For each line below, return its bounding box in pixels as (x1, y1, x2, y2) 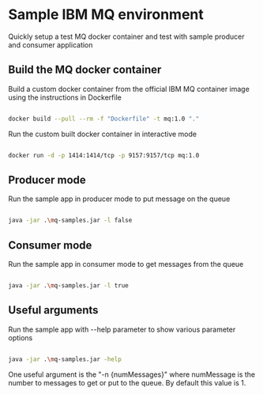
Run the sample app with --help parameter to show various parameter (8, 325, 236, 334)
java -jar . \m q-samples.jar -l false (8, 216, 133, 225)
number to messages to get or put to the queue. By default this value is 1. (8, 378, 246, 387)
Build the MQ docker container (8, 63, 162, 77)
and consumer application (8, 40, 93, 49)
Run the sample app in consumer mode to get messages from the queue (8, 260, 244, 268)
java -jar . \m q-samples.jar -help (8, 355, 122, 363)
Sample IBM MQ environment (8, 6, 204, 24)
